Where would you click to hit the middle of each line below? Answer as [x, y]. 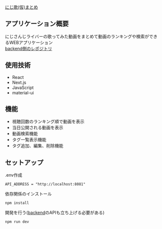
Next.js [19, 82]
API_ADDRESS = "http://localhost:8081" [45, 184]
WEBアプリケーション [31, 42]
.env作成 [14, 175]
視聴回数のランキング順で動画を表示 [48, 122]
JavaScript [23, 87]
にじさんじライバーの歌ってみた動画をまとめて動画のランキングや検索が [77, 36]
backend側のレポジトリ [29, 48]
